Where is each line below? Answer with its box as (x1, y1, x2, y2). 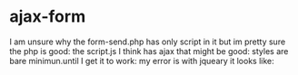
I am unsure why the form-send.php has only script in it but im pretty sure (9, 36, 286, 47)
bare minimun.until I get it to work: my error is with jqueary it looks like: (9, 55, 274, 66)
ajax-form (9, 6, 86, 27)
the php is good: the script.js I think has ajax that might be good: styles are (9, 45, 289, 56)
